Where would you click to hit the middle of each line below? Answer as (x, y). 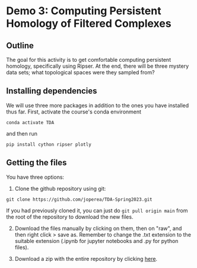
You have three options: (35, 177)
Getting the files (36, 163)
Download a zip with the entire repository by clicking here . (86, 258)
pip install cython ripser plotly (49, 144)
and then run (22, 133)
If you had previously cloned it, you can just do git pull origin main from (97, 210)
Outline (20, 45)
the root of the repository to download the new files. (70, 217)
